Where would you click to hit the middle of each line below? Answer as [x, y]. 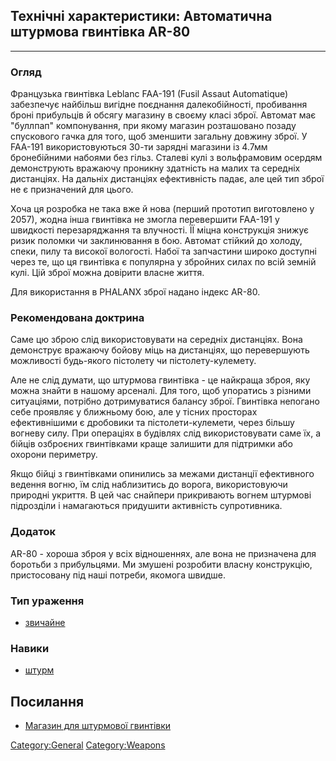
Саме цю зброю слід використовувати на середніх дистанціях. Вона [156, 340]
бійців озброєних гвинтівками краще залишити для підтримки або [151, 444]
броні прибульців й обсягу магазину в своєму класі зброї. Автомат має [163, 115]
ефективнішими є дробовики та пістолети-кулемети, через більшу [152, 423]
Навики [30, 648]
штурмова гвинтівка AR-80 [100, 32]
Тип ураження [47, 601]
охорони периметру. [54, 455]
